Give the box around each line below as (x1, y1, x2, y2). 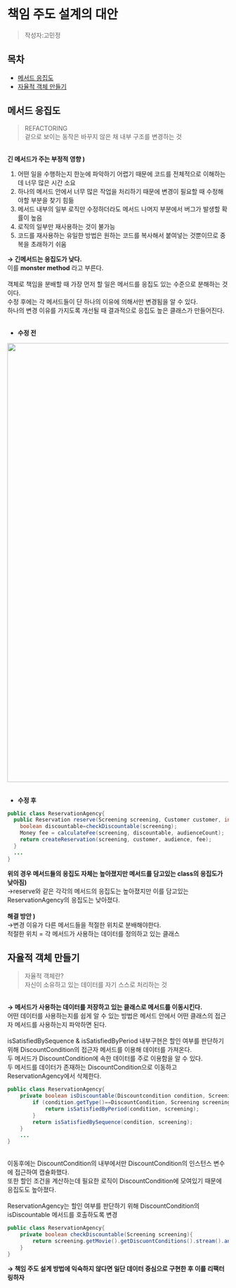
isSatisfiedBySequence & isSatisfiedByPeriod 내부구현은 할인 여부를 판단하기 (7, 1037, 225, 1045)
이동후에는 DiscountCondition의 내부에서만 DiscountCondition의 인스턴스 (7, 1159, 212, 1168)
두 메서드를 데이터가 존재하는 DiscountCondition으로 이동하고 (7, 1063, 178, 1072)
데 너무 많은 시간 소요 (17, 178, 76, 187)
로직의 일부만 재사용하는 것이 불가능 (17, 222, 116, 230)
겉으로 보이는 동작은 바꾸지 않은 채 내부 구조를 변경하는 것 (24, 132, 183, 140)
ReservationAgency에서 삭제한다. (7, 1072, 102, 1080)
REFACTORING (24, 124, 68, 132)
